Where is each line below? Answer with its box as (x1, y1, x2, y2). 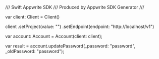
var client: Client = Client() (5, 14, 60, 19)
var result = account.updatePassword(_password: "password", (5, 43, 136, 49)
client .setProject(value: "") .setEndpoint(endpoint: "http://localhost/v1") (5, 23, 154, 29)
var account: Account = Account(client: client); (5, 33, 102, 39)
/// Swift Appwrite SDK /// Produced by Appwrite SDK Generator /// (5, 4, 145, 10)
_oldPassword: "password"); (5, 48, 65, 54)
